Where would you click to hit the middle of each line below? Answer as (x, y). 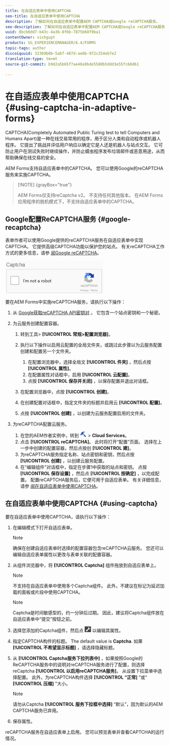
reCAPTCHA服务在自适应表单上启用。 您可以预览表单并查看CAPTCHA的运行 (85, 732)
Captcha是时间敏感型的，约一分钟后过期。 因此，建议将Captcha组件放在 (88, 612)
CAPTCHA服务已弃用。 (37, 710)
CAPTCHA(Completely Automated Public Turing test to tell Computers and (83, 133)
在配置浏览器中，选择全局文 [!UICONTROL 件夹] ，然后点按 (90, 362)
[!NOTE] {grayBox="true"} (45, 185)
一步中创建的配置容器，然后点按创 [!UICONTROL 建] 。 (77, 448)
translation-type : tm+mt (31, 59)
